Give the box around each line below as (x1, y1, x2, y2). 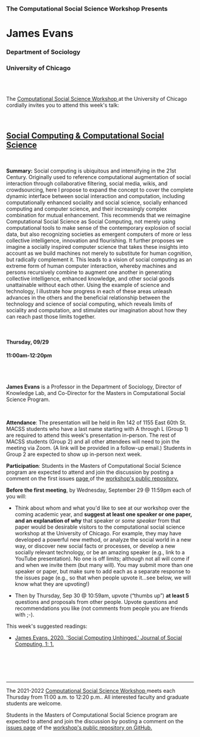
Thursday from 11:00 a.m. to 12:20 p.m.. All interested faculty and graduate (6, 693, 189, 701)
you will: (6, 492, 27, 499)
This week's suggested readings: (6, 622, 87, 630)
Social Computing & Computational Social (6, 130, 164, 141)
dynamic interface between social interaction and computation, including (6, 193, 185, 200)
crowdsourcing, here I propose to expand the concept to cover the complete (6, 186, 193, 193)
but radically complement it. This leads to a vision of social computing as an (6, 256, 192, 263)
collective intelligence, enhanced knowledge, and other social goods (6, 275, 174, 282)
